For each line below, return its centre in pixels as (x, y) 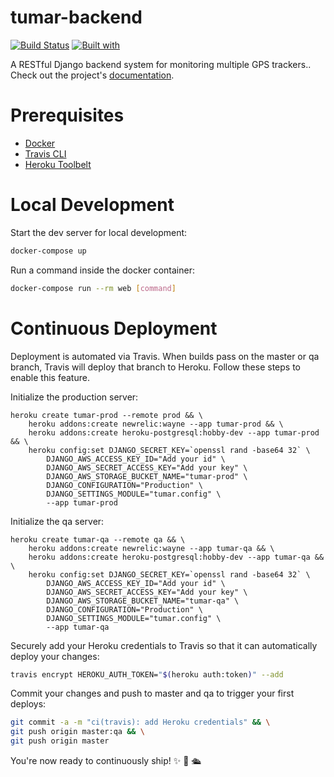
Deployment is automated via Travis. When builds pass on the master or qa (165, 356)
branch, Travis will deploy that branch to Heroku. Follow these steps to (155, 367)
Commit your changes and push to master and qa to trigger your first (152, 693)
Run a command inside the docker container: (102, 270)
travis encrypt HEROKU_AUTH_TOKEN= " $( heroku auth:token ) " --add (147, 674)
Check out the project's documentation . (92, 75)
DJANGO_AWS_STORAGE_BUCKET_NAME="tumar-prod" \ (147, 476)
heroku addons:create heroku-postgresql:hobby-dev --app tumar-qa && (176, 557)
